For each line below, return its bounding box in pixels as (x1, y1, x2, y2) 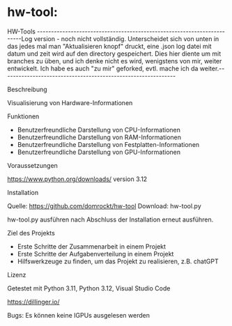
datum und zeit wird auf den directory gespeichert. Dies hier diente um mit (7, 49, 222, 58)
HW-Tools (7, 27, 36, 36)
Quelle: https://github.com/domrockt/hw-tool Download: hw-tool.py (7, 201, 202, 210)
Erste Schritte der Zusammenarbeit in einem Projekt (17, 242, 166, 251)
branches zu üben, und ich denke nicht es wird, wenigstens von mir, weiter (7, 56, 222, 65)
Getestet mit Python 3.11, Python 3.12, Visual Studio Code (7, 284, 171, 293)
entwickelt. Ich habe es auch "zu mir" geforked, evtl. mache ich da (7, 64, 199, 72)
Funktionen (7, 112, 40, 121)
